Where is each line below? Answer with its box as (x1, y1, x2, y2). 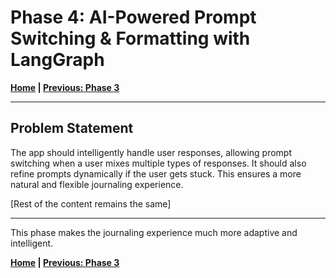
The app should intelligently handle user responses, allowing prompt (10, 146, 293, 158)
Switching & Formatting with (10, 27, 251, 50)
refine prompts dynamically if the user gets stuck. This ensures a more (10, 167, 302, 180)
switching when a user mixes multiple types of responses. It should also (10, 157, 307, 169)
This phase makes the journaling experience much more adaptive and (10, 226, 298, 238)
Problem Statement (10, 120, 134, 137)
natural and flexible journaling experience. (10, 178, 184, 190)
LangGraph (10, 49, 105, 71)
